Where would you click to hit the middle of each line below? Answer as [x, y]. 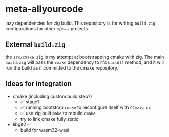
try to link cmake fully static [49, 119]
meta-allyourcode [44, 9]
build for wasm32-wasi [45, 130]
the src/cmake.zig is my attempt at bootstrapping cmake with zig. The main [85, 57]
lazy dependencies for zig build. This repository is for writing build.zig [80, 23]
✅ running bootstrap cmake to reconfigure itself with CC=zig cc [86, 107]
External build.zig [35, 45]
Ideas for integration [38, 84]
